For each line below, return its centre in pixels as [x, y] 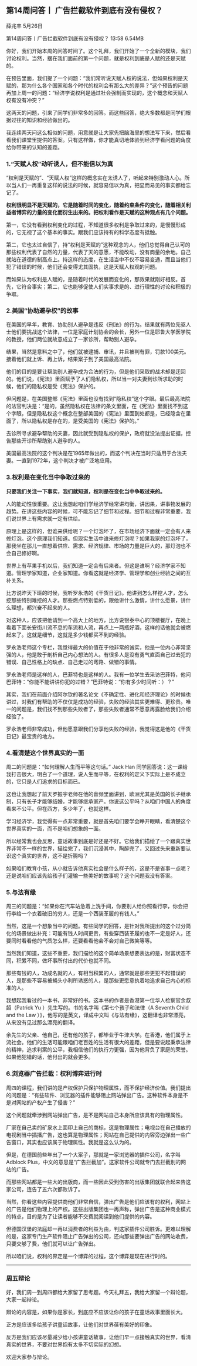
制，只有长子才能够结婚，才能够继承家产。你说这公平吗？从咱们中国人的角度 [98, 801]
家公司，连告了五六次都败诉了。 [45, 1189]
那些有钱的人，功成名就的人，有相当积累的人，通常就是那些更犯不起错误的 [96, 973]
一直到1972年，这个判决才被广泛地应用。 [66, 461]
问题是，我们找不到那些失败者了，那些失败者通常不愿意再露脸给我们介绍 [103, 709]
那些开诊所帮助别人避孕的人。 [47, 441]
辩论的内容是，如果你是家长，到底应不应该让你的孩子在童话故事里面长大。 [96, 1312]
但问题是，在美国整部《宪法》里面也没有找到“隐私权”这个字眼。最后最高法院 [98, 399]
